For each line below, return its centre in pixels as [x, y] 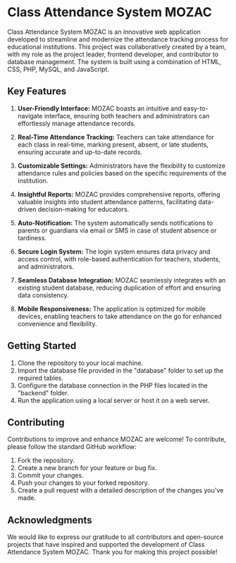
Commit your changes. [50, 476]
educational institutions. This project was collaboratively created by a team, [117, 47]
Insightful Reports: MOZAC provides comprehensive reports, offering [119, 194]
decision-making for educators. [83, 209]
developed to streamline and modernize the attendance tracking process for [118, 39]
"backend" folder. [43, 392]
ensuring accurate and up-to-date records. [80, 151]
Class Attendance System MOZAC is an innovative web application [104, 32]
